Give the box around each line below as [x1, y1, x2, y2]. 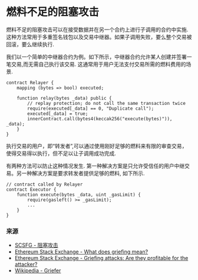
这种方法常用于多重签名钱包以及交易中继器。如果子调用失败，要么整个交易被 [6, 33, 192, 40]
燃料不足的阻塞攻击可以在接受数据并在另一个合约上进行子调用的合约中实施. [6, 26, 189, 33]
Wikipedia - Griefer [14, 267, 61, 274]
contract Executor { [6, 186, 57, 192]
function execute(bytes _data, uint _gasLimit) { [16, 192, 141, 197]
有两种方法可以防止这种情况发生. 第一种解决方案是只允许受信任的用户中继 [6, 162, 184, 169]
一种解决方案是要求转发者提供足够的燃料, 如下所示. [21, 169, 146, 177]
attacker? [14, 261, 38, 268]
